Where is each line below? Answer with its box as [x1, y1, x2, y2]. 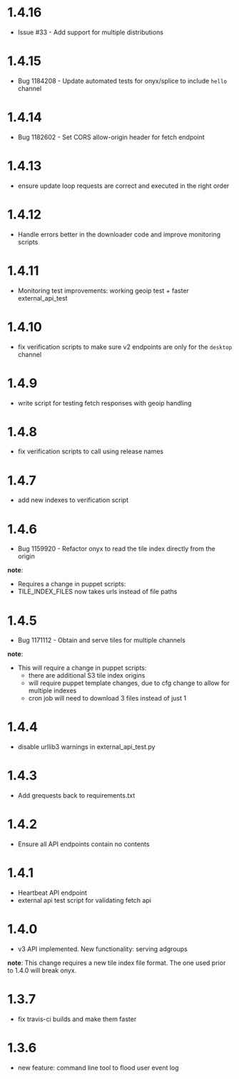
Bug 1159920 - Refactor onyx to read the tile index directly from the [17, 544, 215, 553]
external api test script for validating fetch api [17, 896, 152, 904]
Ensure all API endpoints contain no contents [17, 840, 150, 848]
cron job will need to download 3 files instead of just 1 [28, 694, 187, 703]
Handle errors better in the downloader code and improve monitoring [17, 230, 221, 239]
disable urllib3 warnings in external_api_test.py [17, 743, 156, 751]
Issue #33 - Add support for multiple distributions [17, 28, 164, 36]
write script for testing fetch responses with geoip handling [17, 398, 192, 407]
